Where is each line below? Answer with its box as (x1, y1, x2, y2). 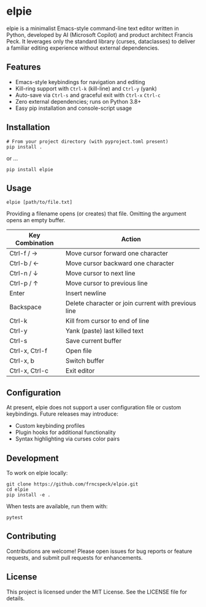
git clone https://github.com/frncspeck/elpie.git (6, 481, 139, 487)
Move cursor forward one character (65, 249, 169, 258)
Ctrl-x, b (9, 357, 35, 365)
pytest (6, 514, 23, 520)
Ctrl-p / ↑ (9, 279, 39, 288)
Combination (15, 239, 54, 247)
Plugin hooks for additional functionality (15, 428, 116, 436)
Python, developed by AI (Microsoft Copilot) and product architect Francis (6, 31, 193, 38)
